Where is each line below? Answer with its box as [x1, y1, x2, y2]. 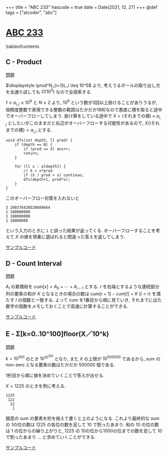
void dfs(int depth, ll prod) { [5, 138, 73, 143]
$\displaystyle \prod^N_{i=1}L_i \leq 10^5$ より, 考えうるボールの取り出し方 [5, 82, 161, 88]
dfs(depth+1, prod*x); [23, 177, 71, 182]
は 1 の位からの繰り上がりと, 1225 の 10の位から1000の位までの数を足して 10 [5, 428, 163, 434]
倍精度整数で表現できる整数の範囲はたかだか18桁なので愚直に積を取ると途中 [5, 107, 163, 113]
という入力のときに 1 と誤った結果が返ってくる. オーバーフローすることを [5, 228, 156, 234]
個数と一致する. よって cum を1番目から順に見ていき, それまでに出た [22, 297, 162, 303]
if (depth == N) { [14, 142, 53, 148]
